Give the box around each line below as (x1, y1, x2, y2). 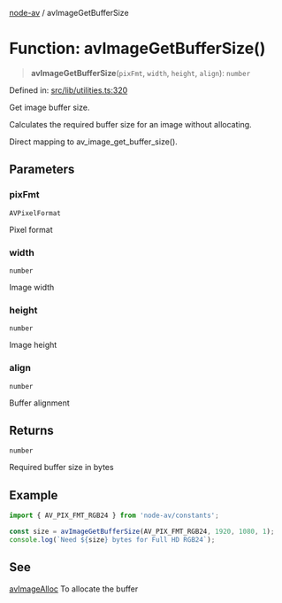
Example (9, 487, 58, 503)
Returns (9, 422, 55, 437)
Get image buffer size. (9, 102, 90, 112)
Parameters (9, 162, 75, 177)
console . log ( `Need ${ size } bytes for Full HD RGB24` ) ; (9, 535, 216, 544)
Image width (9, 282, 55, 292)
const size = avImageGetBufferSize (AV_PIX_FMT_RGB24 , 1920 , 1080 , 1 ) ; (9, 527, 275, 537)
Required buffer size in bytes (9, 462, 114, 473)
